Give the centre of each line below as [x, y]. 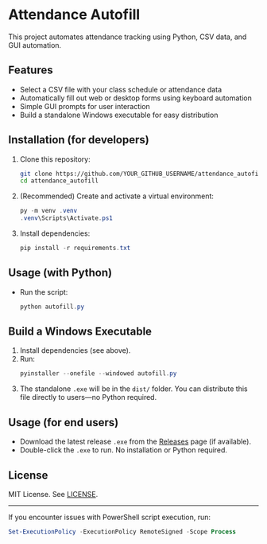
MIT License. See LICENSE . [53, 494]
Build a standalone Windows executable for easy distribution [119, 115]
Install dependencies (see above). [75, 350]
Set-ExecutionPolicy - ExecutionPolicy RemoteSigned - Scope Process [122, 531]
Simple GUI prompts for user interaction [85, 106]
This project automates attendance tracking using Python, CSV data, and [128, 37]
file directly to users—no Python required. [88, 397]
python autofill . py [52, 307]
